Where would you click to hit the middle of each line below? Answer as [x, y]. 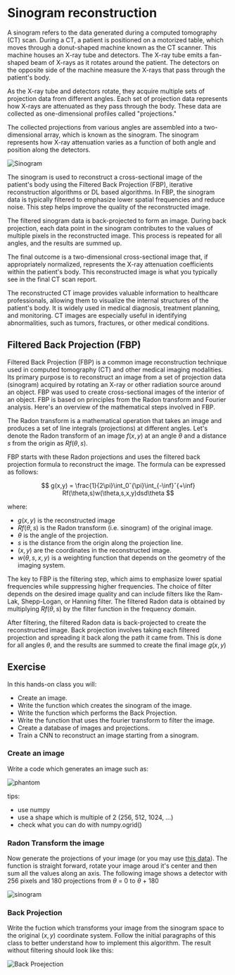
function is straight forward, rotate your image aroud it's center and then [112, 866]
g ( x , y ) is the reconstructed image [66, 520]
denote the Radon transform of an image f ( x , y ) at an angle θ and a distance [117, 436]
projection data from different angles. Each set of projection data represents [118, 98]
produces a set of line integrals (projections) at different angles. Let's [108, 428]
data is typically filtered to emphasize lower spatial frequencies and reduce [116, 200]
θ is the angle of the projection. [63, 535]
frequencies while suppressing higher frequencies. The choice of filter [109, 586]
